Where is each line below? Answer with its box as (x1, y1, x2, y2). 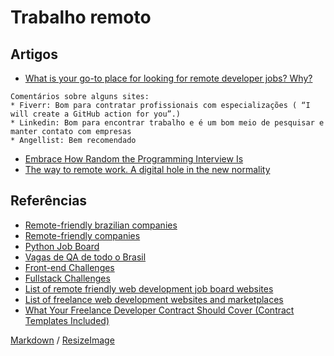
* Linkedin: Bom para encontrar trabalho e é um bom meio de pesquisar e (10, 118, 325, 128)
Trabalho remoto (10, 6, 152, 29)
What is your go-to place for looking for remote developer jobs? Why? (24, 72, 313, 84)
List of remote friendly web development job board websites (24, 282, 274, 295)
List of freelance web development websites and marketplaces (24, 293, 284, 305)
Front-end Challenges (24, 261, 115, 273)
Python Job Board (24, 240, 100, 252)
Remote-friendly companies (24, 229, 141, 241)
